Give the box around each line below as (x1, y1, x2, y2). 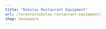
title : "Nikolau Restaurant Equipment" (5, 7, 88, 12)
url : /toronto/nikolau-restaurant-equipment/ (5, 12, 101, 17)
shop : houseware (5, 16, 39, 21)
